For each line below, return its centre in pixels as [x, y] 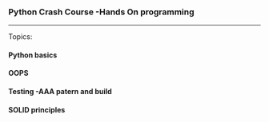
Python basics [33, 55]
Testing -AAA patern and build [60, 92]
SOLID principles [37, 109]
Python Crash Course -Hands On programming [101, 12]
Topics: [20, 37]
